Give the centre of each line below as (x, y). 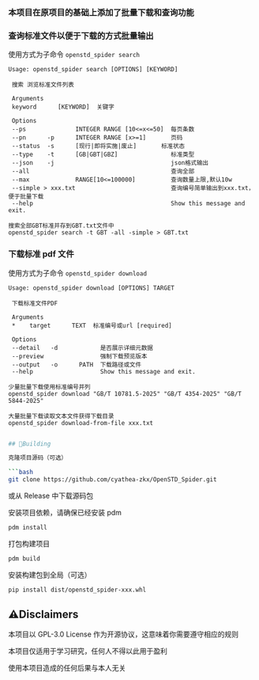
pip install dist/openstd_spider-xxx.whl (77, 590)
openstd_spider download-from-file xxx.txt (81, 423)
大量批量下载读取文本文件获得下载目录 (61, 416)
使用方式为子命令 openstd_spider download (78, 273)
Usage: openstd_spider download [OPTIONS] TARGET (92, 288)
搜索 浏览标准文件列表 (43, 85)
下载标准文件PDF (34, 303)
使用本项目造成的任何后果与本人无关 (67, 668)
